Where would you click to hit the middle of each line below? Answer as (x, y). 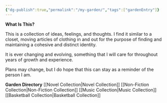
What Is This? (20, 24)
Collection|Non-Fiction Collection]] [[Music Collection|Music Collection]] (81, 90)
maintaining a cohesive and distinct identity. (51, 44)
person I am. (18, 75)
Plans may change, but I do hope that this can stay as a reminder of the (80, 69)
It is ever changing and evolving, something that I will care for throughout (81, 54)
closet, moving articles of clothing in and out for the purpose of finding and (83, 39)
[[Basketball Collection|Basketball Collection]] (53, 95)
